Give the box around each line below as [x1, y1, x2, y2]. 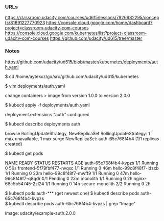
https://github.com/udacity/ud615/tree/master [49, 35, 142, 41]
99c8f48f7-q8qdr [5, 175, 41, 181]
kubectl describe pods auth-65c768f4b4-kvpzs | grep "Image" [9, 200, 136, 206]
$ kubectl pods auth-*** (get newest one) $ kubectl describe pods [5, 190, 140, 196]
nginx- [133, 175, 147, 181]
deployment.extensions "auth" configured [5, 111, 90, 117]
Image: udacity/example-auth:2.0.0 [5, 210, 76, 216]
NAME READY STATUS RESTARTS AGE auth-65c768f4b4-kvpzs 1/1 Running [5, 160, 159, 166]
